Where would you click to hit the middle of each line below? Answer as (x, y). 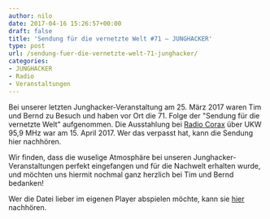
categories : (28, 62)
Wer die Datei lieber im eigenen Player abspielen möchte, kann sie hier (127, 199)
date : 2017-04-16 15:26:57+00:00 (65, 24)
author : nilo (30, 16)
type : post (27, 46)
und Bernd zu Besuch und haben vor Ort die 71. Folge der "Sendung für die (134, 115)
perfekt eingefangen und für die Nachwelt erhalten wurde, (163, 165)
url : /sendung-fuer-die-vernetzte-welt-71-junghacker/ (103, 54)
